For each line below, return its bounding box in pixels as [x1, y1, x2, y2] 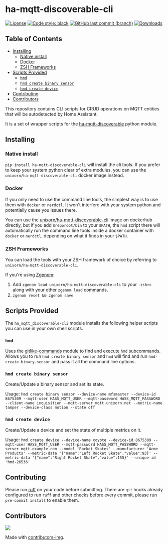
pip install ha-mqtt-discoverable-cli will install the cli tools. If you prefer [5, 162, 160, 168]
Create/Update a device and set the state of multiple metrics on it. [5, 427, 142, 433]
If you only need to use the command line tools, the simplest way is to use [5, 196, 158, 202]
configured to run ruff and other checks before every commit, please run [5, 492, 157, 498]
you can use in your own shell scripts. [5, 325, 84, 331]
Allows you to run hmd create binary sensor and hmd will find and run [5, 353, 148, 359]
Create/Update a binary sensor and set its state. [5, 381, 104, 387]
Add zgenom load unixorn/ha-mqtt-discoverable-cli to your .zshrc [12, 282, 152, 288]
